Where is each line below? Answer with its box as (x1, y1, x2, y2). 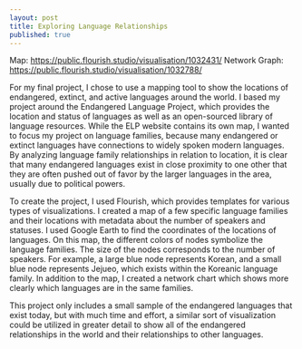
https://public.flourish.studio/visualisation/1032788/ (9, 64, 202, 75)
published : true (9, 30, 71, 39)
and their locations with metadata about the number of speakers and (9, 215, 266, 227)
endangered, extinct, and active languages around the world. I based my (9, 92, 281, 102)
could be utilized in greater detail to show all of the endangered (9, 319, 247, 331)
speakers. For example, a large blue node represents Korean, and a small (9, 254, 282, 265)
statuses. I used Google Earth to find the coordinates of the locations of (9, 225, 277, 236)
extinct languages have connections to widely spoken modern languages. (9, 140, 285, 150)
